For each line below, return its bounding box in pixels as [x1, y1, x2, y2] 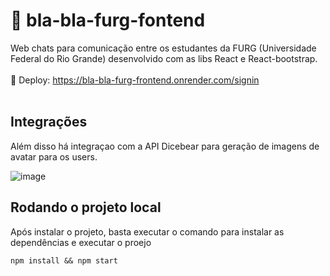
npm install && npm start [10, 255, 118, 266]
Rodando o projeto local [10, 199, 162, 216]
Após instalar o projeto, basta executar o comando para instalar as [10, 225, 285, 238]
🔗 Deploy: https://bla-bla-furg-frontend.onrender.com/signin [10, 74, 260, 86]
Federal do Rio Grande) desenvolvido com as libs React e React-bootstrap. [10, 52, 318, 64]
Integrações [10, 114, 88, 131]
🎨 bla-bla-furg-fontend [10, 9, 206, 32]
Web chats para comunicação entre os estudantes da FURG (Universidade [10, 42, 317, 54]
